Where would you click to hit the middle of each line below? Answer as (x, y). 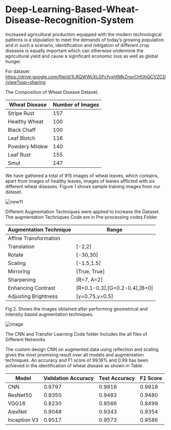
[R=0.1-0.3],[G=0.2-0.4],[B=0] (115, 288)
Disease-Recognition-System (69, 20)
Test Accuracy (117, 378)
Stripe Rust (21, 113)
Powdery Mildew (28, 146)
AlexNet (17, 412)
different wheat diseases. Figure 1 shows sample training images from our (83, 186)
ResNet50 (20, 395)
